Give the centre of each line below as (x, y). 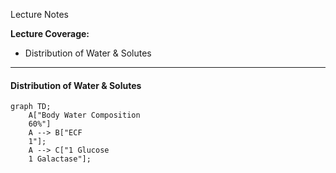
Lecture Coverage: (50, 33)
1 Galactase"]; (60, 159)
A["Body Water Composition (84, 115)
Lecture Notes (40, 14)
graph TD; (31, 107)
